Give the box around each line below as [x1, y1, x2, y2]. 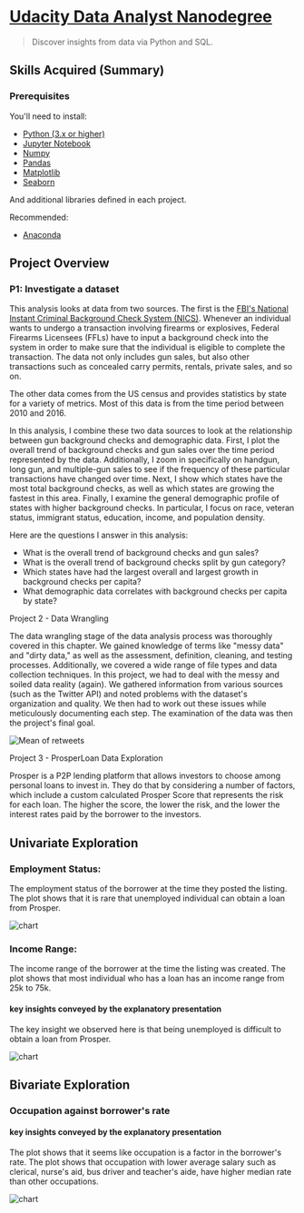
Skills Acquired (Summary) [9, 63, 165, 78]
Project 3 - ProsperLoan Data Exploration [9, 753, 163, 764]
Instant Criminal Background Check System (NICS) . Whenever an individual [9, 313, 291, 324]
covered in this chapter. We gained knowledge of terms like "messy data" [9, 640, 284, 651]
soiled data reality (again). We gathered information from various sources [9, 679, 284, 690]
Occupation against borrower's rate [9, 1104, 171, 1117]
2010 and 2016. [9, 408, 66, 419]
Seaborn [22, 176, 55, 187]
